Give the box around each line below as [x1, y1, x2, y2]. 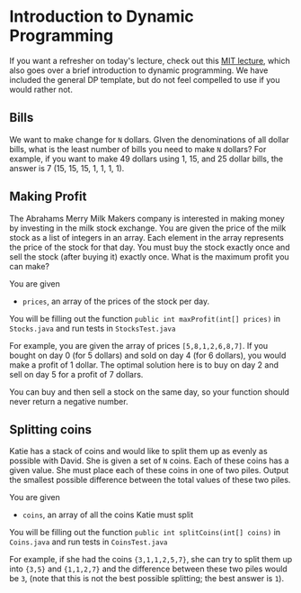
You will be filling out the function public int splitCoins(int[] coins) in [9, 527, 281, 538]
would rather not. [9, 84, 74, 95]
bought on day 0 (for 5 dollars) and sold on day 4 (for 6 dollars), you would [9, 350, 287, 360]
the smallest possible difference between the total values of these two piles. [9, 475, 291, 486]
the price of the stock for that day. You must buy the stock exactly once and [9, 242, 290, 252]
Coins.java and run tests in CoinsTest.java [9, 536, 168, 547]
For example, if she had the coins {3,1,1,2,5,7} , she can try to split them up [9, 554, 293, 565]
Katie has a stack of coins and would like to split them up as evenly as [9, 446, 268, 457]
